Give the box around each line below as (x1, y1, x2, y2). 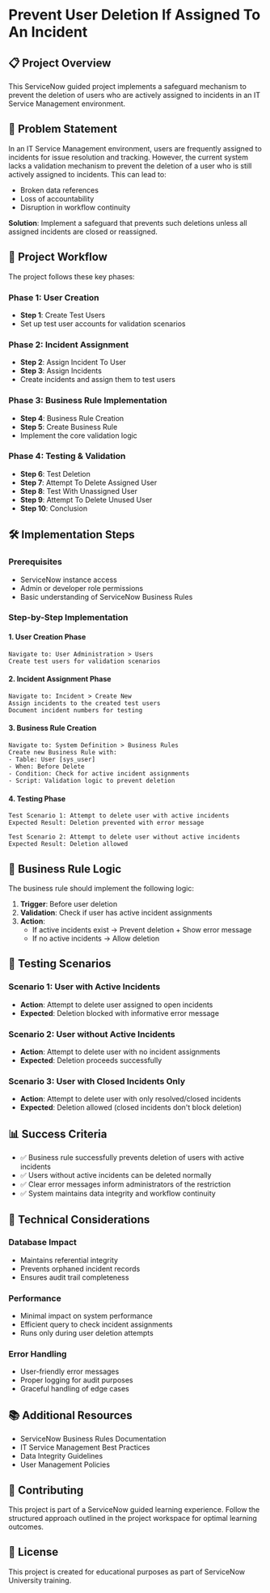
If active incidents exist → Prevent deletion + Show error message (32, 925, 252, 935)
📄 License (8, 1545, 59, 1559)
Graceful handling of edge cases (19, 1384, 129, 1394)
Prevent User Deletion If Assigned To (8, 6, 261, 24)
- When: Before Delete (8, 763, 85, 771)
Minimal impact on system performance (19, 1311, 154, 1321)
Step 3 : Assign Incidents (19, 366, 103, 376)
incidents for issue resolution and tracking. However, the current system (8, 152, 249, 162)
